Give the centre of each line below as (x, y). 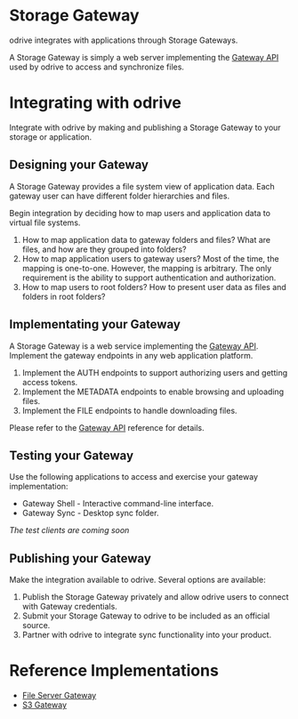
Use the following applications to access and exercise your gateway (134, 477)
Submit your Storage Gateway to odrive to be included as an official (146, 616)
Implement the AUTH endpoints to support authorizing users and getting (155, 372)
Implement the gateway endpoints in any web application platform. (131, 355)
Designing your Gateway (79, 165)
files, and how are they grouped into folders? (104, 249)
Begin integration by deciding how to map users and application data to (140, 213)
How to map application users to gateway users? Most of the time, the (150, 258)
